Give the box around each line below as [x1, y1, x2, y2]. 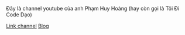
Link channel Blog [6, 23, 49, 29]
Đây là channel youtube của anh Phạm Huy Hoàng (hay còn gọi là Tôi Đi [6, 5, 180, 12]
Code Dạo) [6, 11, 32, 18]
